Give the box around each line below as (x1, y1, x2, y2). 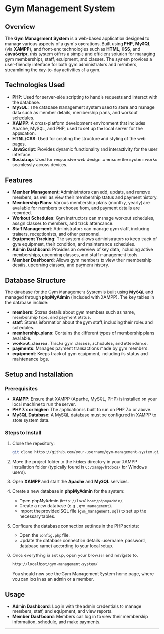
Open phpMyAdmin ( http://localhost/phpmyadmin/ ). (19, 498, 125, 503)
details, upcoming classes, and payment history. (12, 262, 110, 268)
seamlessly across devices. (12, 161, 68, 167)
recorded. (12, 210, 32, 216)
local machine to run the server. (12, 401, 76, 407)
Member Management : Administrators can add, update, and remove (12, 189, 150, 195)
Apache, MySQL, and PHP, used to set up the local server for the (12, 125, 143, 131)
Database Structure (5, 276, 66, 285)
